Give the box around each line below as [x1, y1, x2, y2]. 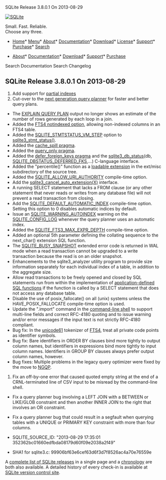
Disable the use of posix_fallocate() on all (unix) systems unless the [12, 295, 150, 301]
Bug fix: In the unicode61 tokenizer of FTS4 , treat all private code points [12, 327, 159, 333]
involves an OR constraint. [12, 404, 66, 410]
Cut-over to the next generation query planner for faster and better [12, 95, 149, 101]
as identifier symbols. [12, 332, 56, 338]
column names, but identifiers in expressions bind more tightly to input [12, 343, 157, 349]
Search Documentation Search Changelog [5, 63, 92, 69]
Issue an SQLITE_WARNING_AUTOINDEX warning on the [12, 211, 128, 217]
